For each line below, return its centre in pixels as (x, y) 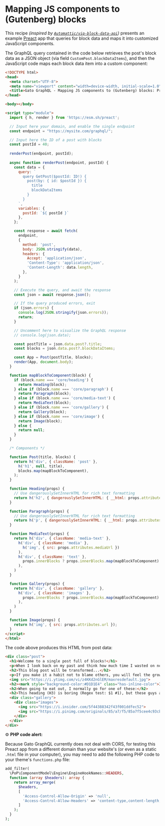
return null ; (31, 430)
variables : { (31, 208)
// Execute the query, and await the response (62, 290)
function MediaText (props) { (39, 534)
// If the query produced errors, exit (55, 303)
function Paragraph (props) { (39, 511)
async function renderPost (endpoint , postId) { (59, 163)
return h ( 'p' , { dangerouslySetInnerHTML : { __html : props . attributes (88, 521)
